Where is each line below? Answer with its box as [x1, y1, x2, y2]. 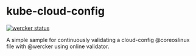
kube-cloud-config [6, 4, 105, 18]
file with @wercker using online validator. [6, 43, 110, 50]
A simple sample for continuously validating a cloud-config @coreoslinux [6, 36, 190, 43]
